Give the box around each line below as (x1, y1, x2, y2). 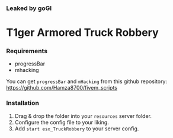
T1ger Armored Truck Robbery (6, 26, 159, 40)
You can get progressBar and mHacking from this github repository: (6, 78, 168, 85)
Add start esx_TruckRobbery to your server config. (14, 125, 139, 132)
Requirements (6, 47, 48, 55)
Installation (6, 99, 40, 107)
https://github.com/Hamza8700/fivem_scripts (6, 84, 117, 91)
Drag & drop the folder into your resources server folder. (14, 112, 152, 119)
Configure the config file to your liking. (14, 119, 110, 126)
